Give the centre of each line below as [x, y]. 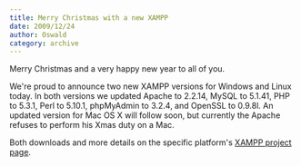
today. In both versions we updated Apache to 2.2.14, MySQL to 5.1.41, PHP [150, 96]
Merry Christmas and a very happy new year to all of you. [117, 69]
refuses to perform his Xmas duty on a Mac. [92, 125]
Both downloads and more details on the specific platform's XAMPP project [151, 142]
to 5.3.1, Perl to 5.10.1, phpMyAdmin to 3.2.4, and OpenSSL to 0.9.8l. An [141, 106]
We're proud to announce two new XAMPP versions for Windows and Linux [151, 86]
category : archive [44, 43]
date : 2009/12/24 [42, 26]
